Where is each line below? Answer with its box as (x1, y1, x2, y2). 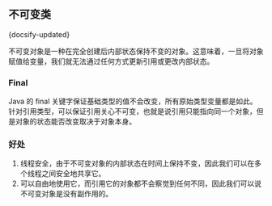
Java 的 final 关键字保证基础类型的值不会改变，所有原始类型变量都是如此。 (8, 96, 257, 107)
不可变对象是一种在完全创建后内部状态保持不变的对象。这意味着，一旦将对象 (8, 46, 264, 56)
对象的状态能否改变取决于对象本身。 (15, 116, 136, 127)
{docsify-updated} (8, 29, 70, 39)
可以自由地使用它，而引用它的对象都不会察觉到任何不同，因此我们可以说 (19, 179, 261, 188)
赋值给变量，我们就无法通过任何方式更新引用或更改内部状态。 (8, 56, 215, 66)
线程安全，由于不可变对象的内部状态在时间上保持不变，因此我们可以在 (19, 158, 255, 168)
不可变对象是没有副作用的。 (19, 189, 113, 199)
